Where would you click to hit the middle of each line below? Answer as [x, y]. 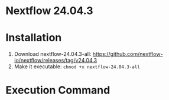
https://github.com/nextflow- [128, 54]
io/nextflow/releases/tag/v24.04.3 [56, 61]
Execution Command [58, 90]
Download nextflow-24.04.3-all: [53, 54]
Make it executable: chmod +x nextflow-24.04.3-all [77, 66]
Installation [34, 38]
